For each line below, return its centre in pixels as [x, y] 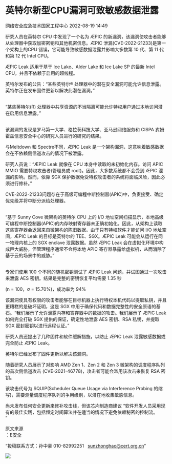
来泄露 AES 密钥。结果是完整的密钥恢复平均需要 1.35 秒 [63, 278]
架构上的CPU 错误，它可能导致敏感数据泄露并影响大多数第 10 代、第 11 [84, 49]
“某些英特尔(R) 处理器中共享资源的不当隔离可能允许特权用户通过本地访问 [82, 107]
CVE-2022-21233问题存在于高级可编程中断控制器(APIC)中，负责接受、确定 [84, 194]
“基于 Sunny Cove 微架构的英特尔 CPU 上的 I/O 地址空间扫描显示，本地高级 [84, 217]
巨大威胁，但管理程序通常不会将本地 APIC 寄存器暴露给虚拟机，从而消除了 [88, 249]
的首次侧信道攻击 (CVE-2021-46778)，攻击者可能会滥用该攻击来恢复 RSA [83, 371]
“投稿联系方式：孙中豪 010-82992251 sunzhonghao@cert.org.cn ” [76, 446]
